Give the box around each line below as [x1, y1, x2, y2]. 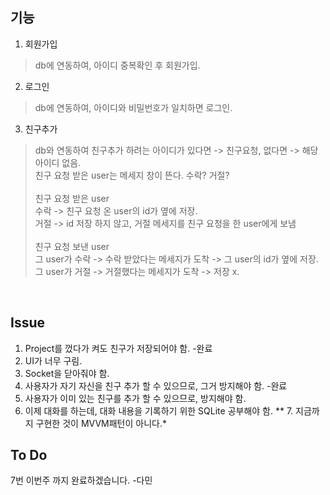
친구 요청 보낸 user [34, 240, 110, 252]
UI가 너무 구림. [24, 354, 83, 367]
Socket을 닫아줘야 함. [24, 367, 110, 379]
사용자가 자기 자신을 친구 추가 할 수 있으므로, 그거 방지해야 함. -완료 [24, 379, 288, 392]
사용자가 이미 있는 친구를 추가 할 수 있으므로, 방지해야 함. [24, 392, 247, 404]
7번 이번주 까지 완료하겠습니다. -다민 [10, 474, 153, 487]
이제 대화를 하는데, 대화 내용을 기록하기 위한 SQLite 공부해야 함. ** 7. [24, 404, 294, 417]
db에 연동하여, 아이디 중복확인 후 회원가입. [34, 59, 201, 71]
